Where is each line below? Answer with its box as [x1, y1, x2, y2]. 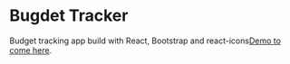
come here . [9, 44, 53, 55]
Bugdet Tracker [9, 5, 129, 26]
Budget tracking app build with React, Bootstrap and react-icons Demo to [9, 35, 281, 46]
